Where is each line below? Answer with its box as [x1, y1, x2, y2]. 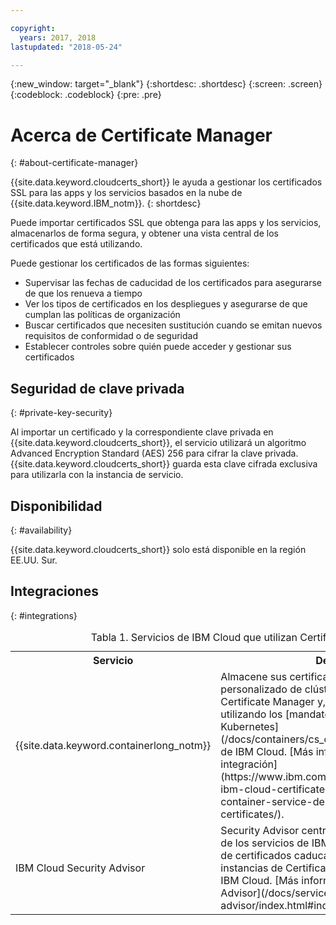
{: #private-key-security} [10, 407, 113, 419]
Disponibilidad [10, 497, 103, 515]
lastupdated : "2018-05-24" [10, 42, 123, 52]
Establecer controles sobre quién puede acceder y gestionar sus [24, 341, 292, 353]
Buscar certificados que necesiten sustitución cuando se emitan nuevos [24, 319, 323, 331]
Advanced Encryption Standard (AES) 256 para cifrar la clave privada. [10, 447, 299, 460]
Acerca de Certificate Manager [10, 124, 273, 146]
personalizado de [220, 682, 303, 696]
